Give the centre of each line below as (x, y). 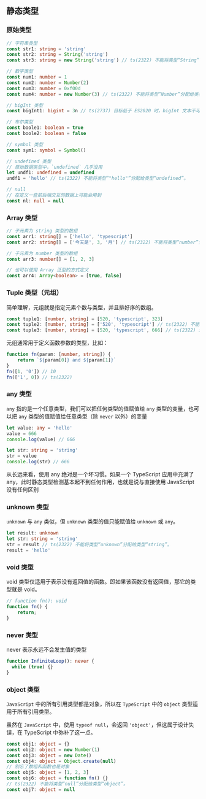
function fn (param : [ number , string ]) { (59, 355)
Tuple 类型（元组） (35, 293)
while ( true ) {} (32, 667)
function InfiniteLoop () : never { (51, 661)
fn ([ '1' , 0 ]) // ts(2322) (39, 377)
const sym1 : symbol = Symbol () (46, 150)
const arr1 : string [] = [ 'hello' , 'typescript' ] (70, 236)
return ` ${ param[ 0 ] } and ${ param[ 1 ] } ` (67, 360)
